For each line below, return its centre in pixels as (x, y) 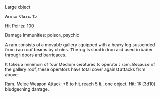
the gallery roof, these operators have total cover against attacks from (75, 69)
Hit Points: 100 (20, 26)
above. (12, 74)
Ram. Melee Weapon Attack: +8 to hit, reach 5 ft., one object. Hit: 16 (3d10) (80, 84)
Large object (18, 7)
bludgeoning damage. (27, 89)
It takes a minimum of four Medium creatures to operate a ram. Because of (80, 64)
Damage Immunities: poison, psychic (42, 35)
